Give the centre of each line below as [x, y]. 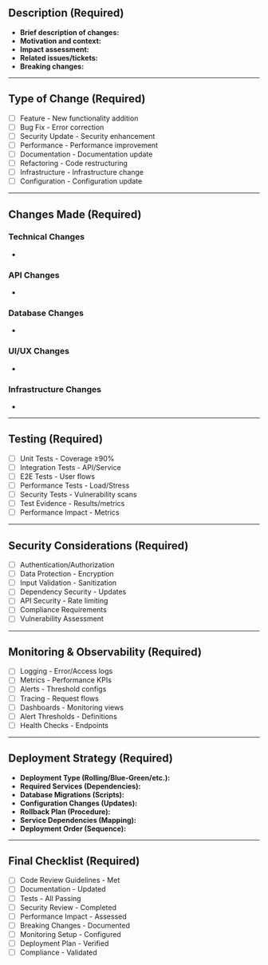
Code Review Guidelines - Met [70, 880]
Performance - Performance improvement [89, 145]
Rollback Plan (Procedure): [65, 811]
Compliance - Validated [58, 952]
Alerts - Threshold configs [63, 689]
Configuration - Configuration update [81, 181]
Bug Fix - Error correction [62, 127]
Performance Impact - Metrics [69, 512]
